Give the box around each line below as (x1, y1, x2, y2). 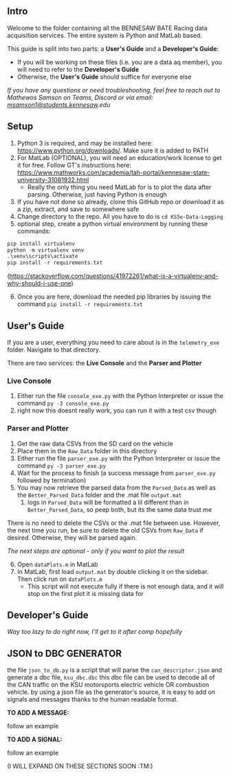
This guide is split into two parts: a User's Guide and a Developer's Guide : (7, 44, 219, 52)
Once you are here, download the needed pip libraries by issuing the (16, 292, 212, 301)
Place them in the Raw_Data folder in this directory (16, 446, 157, 455)
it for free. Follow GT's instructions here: (16, 161, 132, 169)
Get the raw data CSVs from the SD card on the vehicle (16, 439, 173, 448)
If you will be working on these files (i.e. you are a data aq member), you (16, 58, 222, 66)
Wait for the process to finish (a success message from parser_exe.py (16, 468, 216, 477)
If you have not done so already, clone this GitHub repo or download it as (16, 197, 225, 206)
